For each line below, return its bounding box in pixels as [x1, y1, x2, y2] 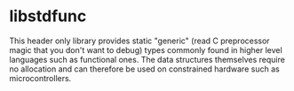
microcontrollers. [9, 72, 72, 83]
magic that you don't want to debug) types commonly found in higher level [9, 44, 282, 55]
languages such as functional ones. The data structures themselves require [9, 54, 286, 64]
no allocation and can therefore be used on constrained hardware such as [9, 64, 280, 74]
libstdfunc [9, 6, 87, 27]
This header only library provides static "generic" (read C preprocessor [9, 35, 270, 46]
